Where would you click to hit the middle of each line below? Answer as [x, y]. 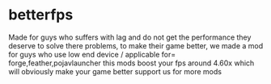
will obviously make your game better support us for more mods [115, 71]
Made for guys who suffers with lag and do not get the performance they [130, 37]
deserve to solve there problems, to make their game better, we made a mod [136, 45]
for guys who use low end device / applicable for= [92, 54]
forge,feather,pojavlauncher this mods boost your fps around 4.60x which [131, 63]
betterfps [41, 15]
